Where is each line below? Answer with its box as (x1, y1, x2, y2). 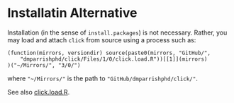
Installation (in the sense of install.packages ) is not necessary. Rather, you (7, 28, 228, 37)
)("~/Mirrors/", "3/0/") (7, 61, 81, 68)
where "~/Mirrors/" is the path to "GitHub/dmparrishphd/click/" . (7, 74, 199, 83)
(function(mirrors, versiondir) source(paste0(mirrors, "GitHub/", (7, 49, 211, 56)
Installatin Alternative (7, 5, 138, 21)
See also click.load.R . (7, 87, 70, 96)
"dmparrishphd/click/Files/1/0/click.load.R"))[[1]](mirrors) (20, 55, 208, 63)
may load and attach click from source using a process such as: (7, 35, 196, 44)
